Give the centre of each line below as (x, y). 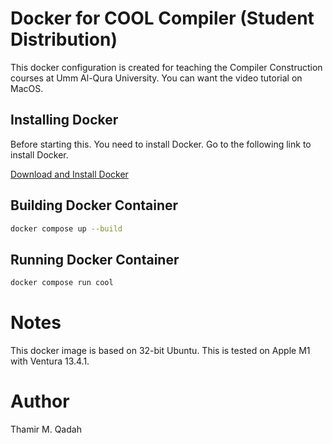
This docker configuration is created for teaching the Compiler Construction (166, 67)
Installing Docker (64, 120)
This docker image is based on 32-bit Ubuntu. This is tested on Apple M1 (160, 351)
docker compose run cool (62, 283)
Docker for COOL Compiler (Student (162, 18)
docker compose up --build (66, 228)
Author (40, 401)
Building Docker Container (94, 205)
